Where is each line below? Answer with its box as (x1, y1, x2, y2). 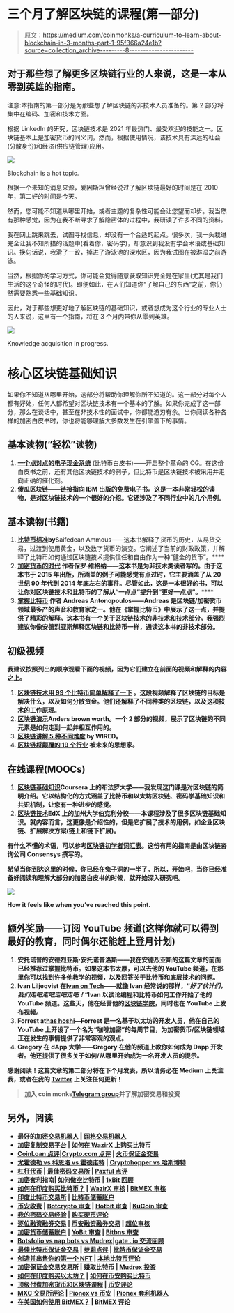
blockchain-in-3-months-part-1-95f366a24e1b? (24, 38, 162, 47)
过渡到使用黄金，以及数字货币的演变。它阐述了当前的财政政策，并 (29, 545, 219, 553)
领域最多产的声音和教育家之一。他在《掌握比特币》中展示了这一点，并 (17, 605, 219, 614)
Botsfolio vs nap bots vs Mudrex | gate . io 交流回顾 (17, 1236, 164, 1245)
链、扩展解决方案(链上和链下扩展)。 (17, 826, 120, 835)
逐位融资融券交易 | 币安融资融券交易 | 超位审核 (17, 1219, 150, 1227)
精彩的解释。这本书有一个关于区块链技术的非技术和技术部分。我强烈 (29, 614, 225, 623)
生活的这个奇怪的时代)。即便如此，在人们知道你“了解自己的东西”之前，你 (7, 280, 217, 288)
